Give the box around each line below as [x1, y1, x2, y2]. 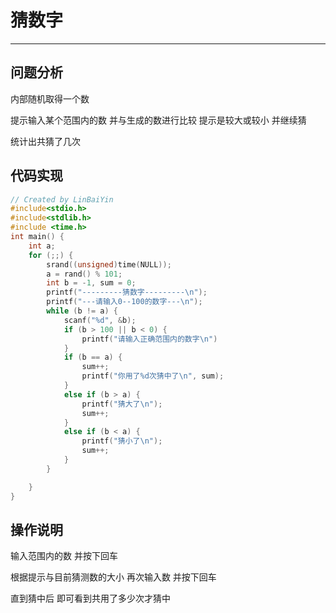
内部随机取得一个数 [10, 92, 90, 105]
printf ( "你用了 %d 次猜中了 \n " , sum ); [81, 371, 225, 381]
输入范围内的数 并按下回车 [10, 550, 118, 562]
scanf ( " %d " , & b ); [63, 315, 137, 325]
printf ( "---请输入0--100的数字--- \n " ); [46, 297, 203, 307]
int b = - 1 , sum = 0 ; [46, 278, 137, 288]
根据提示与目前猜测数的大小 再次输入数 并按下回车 [10, 571, 217, 583]
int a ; [28, 241, 56, 251]
